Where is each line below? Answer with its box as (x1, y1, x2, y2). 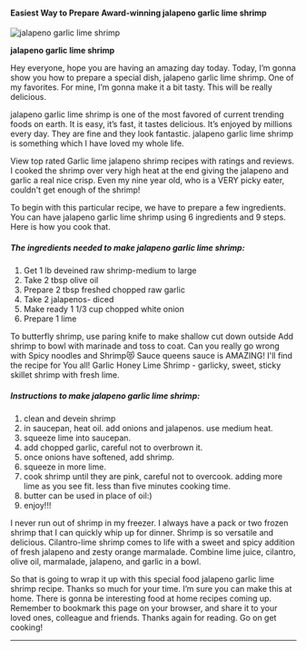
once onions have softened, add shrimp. (23, 452, 175, 463)
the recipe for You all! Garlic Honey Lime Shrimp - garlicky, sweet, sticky (10, 359, 281, 371)
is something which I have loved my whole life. (10, 138, 184, 149)
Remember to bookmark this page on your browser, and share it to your (10, 603, 278, 614)
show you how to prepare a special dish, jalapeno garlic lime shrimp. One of (10, 73, 294, 84)
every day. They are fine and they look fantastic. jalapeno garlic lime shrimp (10, 128, 294, 140)
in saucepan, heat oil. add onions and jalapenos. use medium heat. (23, 423, 273, 434)
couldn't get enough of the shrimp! (10, 184, 141, 195)
